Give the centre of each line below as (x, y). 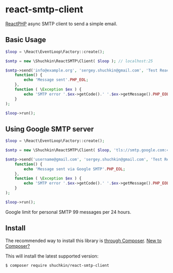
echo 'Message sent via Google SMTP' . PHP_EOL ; (75, 169)
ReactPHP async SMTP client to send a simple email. (61, 24)
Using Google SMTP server (50, 129)
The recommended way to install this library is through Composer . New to (84, 241)
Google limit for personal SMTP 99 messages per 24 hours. (68, 212)
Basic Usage (26, 40)
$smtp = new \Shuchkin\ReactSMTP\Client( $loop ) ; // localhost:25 (79, 61)
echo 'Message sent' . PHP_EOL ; (56, 80)
